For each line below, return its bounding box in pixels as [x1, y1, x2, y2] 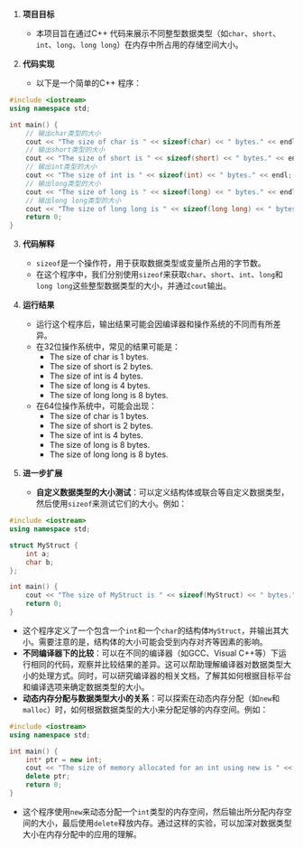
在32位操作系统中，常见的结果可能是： [35, 341, 180, 352]
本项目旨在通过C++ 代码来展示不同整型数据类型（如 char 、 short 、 [35, 28, 281, 39]
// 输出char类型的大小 [25, 128, 101, 138]
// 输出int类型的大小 [25, 163, 97, 172]
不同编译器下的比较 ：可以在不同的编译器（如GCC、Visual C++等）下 [22, 648, 280, 658]
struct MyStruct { [9, 541, 78, 550]
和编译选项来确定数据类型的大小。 [22, 681, 150, 692]
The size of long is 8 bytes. [49, 440, 151, 451]
